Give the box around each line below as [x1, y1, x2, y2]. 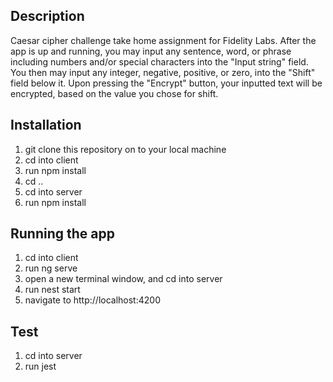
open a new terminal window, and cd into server [24, 273, 223, 285]
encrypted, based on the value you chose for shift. [10, 87, 219, 99]
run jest [24, 360, 57, 373]
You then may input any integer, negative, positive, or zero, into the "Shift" [10, 66, 316, 78]
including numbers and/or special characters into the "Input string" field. [10, 55, 309, 68]
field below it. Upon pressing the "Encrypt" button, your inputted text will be [10, 77, 323, 89]
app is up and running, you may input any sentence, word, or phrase [10, 45, 292, 57]
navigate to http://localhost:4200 [24, 294, 161, 306]
